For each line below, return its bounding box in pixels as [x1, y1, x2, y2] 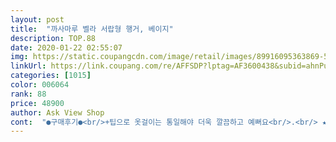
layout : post [10, 14, 65, 25]
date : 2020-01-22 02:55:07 [10, 42, 123, 53]
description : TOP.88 [10, 33, 97, 43]
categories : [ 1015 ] [10, 71, 92, 81]
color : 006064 [10, 80, 70, 90]
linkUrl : [10, 61, 47, 71]
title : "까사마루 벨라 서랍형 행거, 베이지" [10, 24, 174, 34]
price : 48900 [10, 98, 65, 108]
